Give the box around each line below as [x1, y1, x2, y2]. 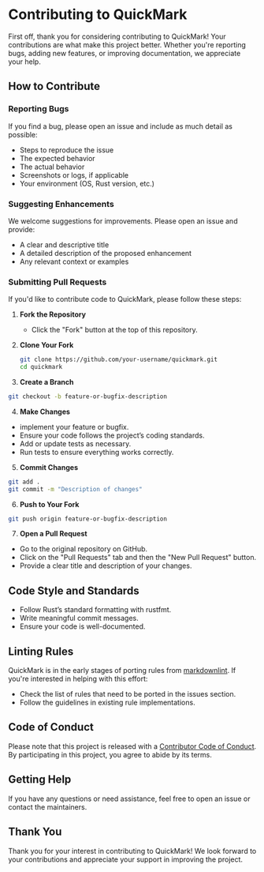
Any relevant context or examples [19, 257, 129, 266]
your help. [8, 57, 41, 66]
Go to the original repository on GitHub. [19, 544, 148, 554]
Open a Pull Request [19, 529, 88, 539]
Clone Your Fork [19, 340, 74, 350]
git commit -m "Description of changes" [8, 485, 143, 493]
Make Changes [19, 407, 71, 416]
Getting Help [8, 772, 72, 787]
